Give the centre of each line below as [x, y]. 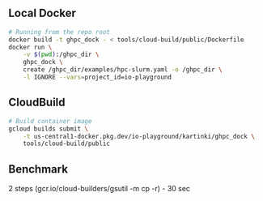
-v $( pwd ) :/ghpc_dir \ [61, 55]
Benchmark [38, 169]
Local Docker [42, 13]
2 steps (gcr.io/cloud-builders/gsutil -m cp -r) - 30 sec [100, 189]
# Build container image [50, 121]
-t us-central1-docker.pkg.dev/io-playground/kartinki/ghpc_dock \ [139, 136]
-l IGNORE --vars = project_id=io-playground [98, 77]
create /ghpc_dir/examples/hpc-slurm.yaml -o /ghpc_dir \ [123, 70]
